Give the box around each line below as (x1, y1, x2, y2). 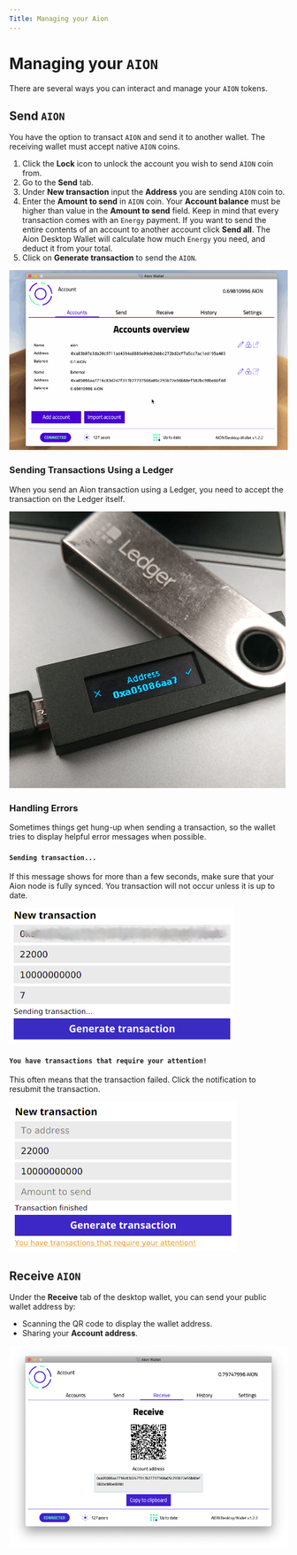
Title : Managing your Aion (9, 14, 109, 23)
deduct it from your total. (21, 244, 113, 254)
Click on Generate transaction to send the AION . (21, 252, 197, 263)
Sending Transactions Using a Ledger (9, 464, 174, 476)
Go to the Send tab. (21, 177, 95, 188)
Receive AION (9, 1268, 81, 1283)
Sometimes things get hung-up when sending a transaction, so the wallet (9, 822, 276, 832)
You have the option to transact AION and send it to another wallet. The (9, 132, 265, 143)
